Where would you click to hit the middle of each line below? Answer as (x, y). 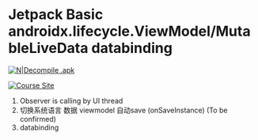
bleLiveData (48, 48)
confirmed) (38, 119)
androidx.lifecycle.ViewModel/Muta (129, 31)
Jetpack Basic (56, 15)
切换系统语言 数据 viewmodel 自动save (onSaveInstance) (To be (123, 110)
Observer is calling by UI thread (71, 100)
